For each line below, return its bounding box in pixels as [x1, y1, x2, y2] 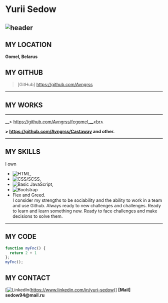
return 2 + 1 [9, 250, 37, 255]
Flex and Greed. [12, 192, 45, 198]
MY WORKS [5, 101, 43, 109]
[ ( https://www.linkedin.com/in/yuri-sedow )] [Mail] [5, 286, 131, 292]
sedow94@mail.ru [5, 292, 45, 298]
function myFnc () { [5, 245, 46, 251]
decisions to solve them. [12, 213, 63, 219]
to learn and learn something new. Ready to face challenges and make [12, 208, 157, 214]
